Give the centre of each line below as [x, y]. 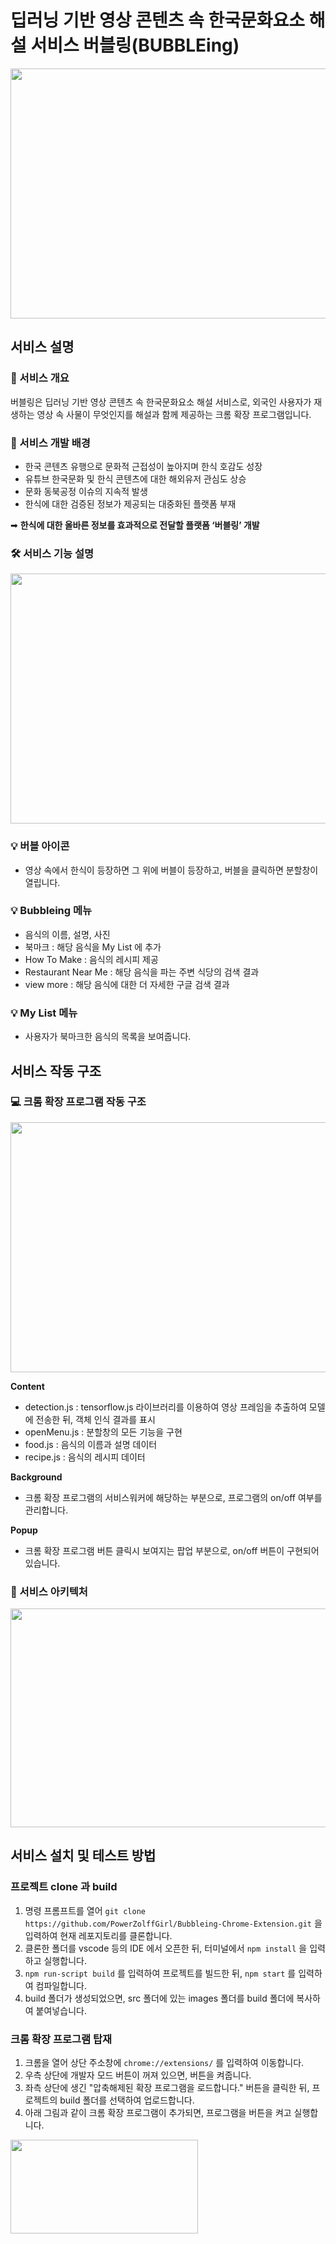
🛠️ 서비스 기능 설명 [52, 553]
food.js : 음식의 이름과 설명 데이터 [91, 1444]
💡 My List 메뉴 [44, 1013]
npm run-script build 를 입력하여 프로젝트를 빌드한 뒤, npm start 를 [160, 1973]
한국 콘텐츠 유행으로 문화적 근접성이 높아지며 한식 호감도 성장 [143, 466]
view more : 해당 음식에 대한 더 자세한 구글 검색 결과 [127, 984]
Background [36, 1477]
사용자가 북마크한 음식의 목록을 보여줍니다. [108, 1037]
